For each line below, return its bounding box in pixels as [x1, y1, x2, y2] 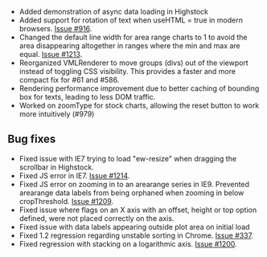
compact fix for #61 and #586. [18, 75, 120, 84]
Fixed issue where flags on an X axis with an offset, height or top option [18, 205, 257, 214]
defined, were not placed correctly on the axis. [18, 213, 175, 223]
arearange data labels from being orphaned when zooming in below [18, 188, 244, 198]
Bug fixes [7, 133, 56, 146]
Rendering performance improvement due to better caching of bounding [18, 84, 260, 93]
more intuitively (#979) [18, 109, 95, 119]
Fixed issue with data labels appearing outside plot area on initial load [18, 222, 250, 231]
